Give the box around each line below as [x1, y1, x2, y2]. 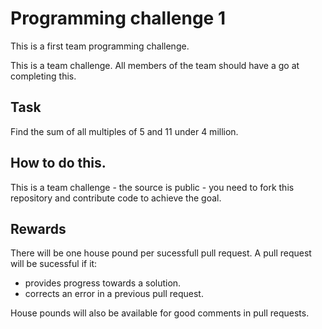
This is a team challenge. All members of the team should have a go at [10, 59, 300, 71]
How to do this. [10, 155, 107, 172]
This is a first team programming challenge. [10, 40, 190, 52]
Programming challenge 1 [10, 7, 226, 30]
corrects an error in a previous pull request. [24, 288, 204, 300]
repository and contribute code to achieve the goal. [10, 192, 222, 204]
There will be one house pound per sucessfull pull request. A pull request [10, 247, 312, 259]
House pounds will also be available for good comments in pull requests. [10, 307, 310, 319]
